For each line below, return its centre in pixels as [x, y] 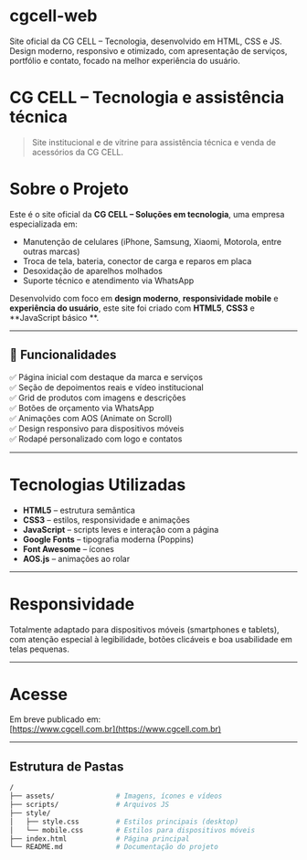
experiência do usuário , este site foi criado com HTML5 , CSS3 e [132, 308]
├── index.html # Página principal [100, 839]
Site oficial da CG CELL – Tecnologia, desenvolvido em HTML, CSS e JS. [146, 41]
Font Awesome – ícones [68, 548]
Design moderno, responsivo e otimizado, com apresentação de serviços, [148, 50]
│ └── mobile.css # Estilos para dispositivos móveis [132, 830]
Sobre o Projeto [69, 189]
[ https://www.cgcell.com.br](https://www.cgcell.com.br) [116, 729]
